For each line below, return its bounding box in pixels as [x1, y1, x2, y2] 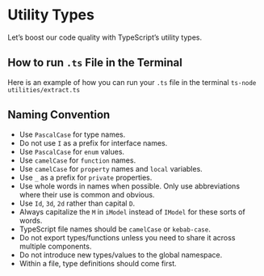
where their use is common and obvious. [19, 189, 155, 199]
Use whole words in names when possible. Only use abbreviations [19, 180, 240, 191]
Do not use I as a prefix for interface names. [19, 138, 168, 147]
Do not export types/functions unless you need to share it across [19, 232, 236, 242]
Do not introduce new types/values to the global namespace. [19, 249, 223, 260]
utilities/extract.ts [7, 86, 81, 94]
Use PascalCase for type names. [19, 130, 126, 139]
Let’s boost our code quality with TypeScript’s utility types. [7, 32, 203, 42]
